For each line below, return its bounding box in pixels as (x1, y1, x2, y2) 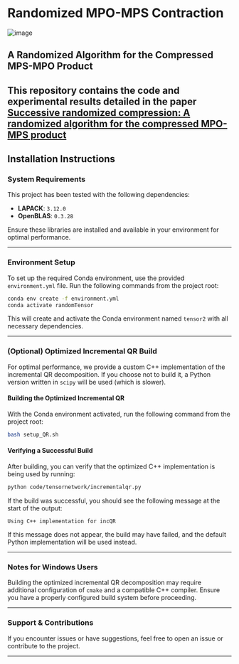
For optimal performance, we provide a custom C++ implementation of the (7, 363, 225, 371)
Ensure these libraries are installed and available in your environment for (7, 225, 219, 234)
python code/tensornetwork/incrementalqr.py (7, 483, 142, 491)
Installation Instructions (7, 153, 116, 165)
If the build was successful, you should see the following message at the (7, 496, 221, 505)
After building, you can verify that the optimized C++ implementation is (7, 462, 216, 471)
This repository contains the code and (7, 84, 180, 97)
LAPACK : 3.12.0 (17, 204, 66, 213)
